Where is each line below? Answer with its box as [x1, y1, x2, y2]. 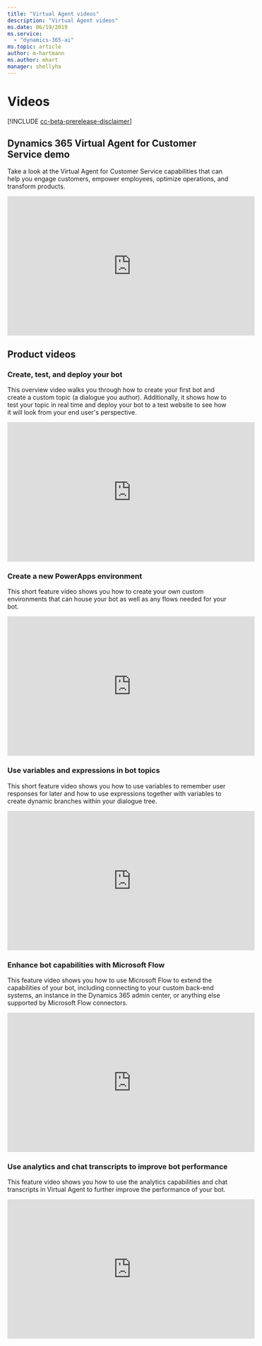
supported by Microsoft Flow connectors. [7, 999, 129, 1007]
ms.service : [7, 30, 42, 38]
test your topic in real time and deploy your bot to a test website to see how [7, 401, 227, 409]
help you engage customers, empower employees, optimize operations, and [7, 175, 229, 183]
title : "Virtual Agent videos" [7, 10, 100, 18]
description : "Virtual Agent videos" [7, 17, 119, 24]
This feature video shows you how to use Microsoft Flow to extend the [7, 976, 213, 984]
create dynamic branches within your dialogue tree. [7, 797, 157, 805]
